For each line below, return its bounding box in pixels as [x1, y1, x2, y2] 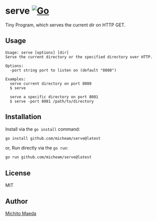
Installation [5, 113, 42, 121]
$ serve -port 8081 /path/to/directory [10, 99, 94, 104]
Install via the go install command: [5, 126, 80, 132]
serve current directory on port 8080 [10, 81, 92, 86]
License [5, 169, 31, 177]
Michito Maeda [5, 210, 36, 216]
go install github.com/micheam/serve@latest [5, 136, 101, 141]
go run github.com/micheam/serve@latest [5, 155, 92, 160]
